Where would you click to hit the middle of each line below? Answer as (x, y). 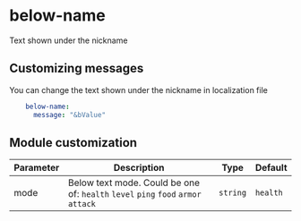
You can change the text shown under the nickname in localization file (139, 89)
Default (271, 168)
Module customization (73, 143)
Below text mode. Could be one (133, 183)
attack (82, 204)
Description (139, 168)
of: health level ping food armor (134, 194)
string (233, 193)
